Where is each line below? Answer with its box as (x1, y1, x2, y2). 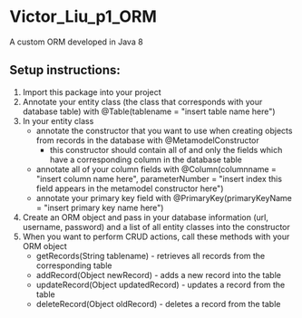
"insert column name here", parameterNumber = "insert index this (35, 173, 283, 184)
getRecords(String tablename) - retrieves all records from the (35, 250, 266, 261)
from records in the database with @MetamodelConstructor (35, 134, 260, 146)
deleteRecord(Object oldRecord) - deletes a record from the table (35, 298, 281, 309)
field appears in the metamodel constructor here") (35, 183, 224, 194)
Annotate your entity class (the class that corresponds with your (22, 96, 263, 107)
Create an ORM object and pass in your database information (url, (22, 211, 269, 223)
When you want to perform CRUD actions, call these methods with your (22, 231, 290, 242)
